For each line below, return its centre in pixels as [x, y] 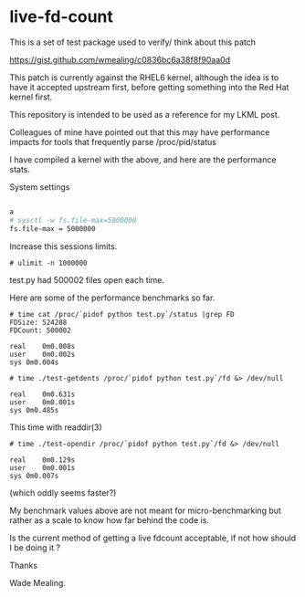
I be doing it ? [35, 547]
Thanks [24, 565]
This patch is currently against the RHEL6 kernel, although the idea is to [144, 77]
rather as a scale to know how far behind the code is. [110, 520]
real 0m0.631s [42, 394]
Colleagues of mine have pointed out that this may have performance [140, 132]
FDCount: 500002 [40, 330]
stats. [20, 169]
